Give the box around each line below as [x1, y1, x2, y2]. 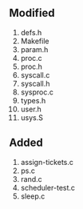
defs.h [20, 27, 42, 37]
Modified [9, 6, 55, 20]
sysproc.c [20, 87, 54, 97]
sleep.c [20, 191, 45, 201]
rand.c [20, 174, 42, 183]
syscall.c [20, 70, 50, 79]
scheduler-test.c [20, 183, 75, 192]
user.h [20, 104, 42, 114]
